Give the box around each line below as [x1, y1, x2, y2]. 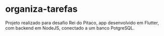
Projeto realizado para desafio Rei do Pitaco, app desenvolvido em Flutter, [5, 20, 159, 26]
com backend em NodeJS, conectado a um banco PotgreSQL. [5, 25, 135, 31]
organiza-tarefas [5, 3, 78, 15]
